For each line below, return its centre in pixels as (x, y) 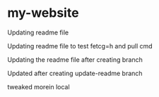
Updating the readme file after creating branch (75, 59)
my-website (43, 13)
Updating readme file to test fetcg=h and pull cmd (80, 46)
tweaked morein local (39, 86)
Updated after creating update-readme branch (75, 73)
